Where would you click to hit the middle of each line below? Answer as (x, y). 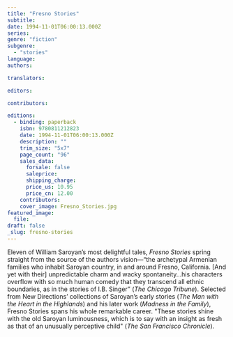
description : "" (44, 141)
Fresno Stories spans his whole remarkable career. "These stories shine (111, 311)
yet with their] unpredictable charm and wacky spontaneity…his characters (115, 274)
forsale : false (48, 168)
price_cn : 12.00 (49, 193)
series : (18, 33)
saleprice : (42, 174)
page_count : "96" (45, 155)
